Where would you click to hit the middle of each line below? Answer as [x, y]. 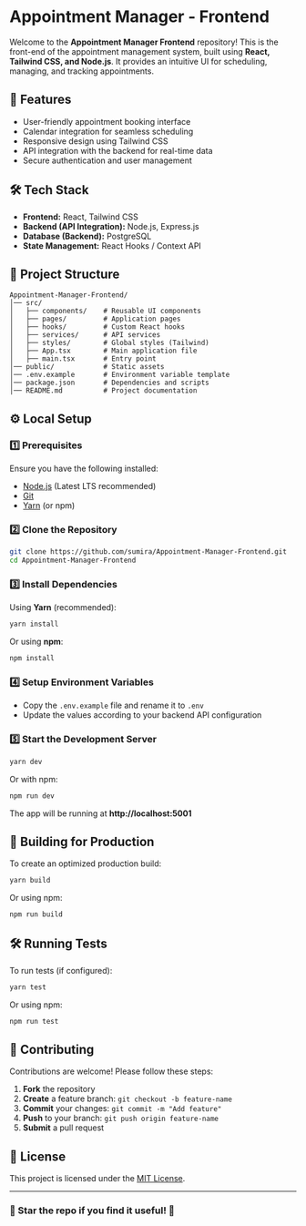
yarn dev [26, 761]
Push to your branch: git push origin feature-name [121, 1119]
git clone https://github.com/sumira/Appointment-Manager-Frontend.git [148, 552]
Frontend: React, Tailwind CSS [80, 217]
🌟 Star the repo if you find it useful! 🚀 [92, 1211]
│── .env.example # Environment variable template [120, 375]
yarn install [34, 624]
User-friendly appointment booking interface [107, 121]
